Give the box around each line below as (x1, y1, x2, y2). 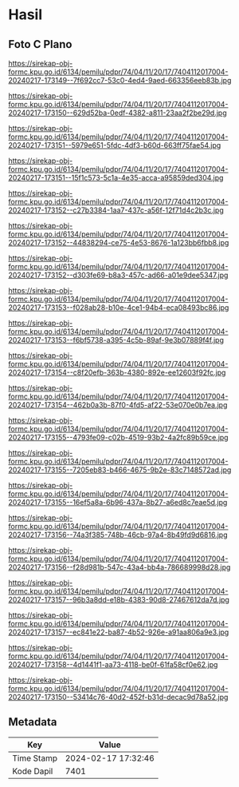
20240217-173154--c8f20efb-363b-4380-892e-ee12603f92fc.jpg (8, 368, 226, 377)
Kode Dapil (12, 765, 53, 777)
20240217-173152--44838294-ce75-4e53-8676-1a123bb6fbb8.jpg (8, 238, 229, 247)
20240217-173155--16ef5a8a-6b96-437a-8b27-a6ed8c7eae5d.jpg (8, 498, 228, 507)
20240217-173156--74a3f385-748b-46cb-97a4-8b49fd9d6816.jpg (8, 530, 229, 539)
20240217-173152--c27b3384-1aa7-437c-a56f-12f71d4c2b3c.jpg (8, 205, 225, 215)
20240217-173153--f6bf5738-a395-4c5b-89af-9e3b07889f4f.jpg (8, 336, 225, 344)
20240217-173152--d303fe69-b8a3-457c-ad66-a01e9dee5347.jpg (8, 270, 229, 280)
